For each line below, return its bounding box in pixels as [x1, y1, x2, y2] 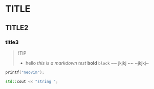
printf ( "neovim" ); [5, 70, 45, 75]
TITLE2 [5, 23, 29, 32]
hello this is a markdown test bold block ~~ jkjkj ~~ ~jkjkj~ [25, 60, 149, 66]
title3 [5, 39, 19, 46]
